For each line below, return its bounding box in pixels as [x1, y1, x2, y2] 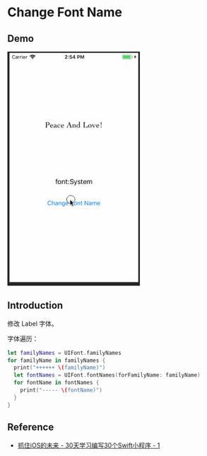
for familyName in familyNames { [7, 357, 106, 364]
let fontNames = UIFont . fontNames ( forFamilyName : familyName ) [13, 372, 201, 379]
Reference [7, 421, 54, 433]
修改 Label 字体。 [7, 319, 58, 328]
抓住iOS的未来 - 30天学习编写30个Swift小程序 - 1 [17, 440, 160, 450]
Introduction [7, 300, 64, 312]
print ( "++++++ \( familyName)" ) [13, 364, 106, 372]
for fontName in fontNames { [13, 380, 100, 387]
